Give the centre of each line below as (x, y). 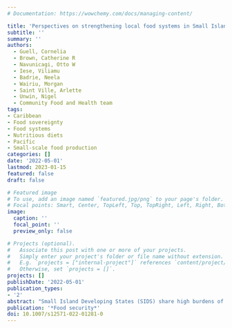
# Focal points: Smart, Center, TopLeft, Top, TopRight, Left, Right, (111, 205)
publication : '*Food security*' (54, 308)
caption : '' (31, 218)
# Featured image (32, 193)
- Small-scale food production (52, 148)
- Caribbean (24, 116)
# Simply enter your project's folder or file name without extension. (116, 256)
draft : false (26, 180)
